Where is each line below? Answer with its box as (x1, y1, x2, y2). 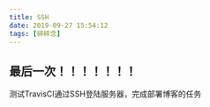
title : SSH (9, 12, 49, 22)
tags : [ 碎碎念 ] (9, 29, 62, 38)
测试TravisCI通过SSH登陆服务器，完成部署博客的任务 (9, 89, 202, 99)
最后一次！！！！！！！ (9, 63, 137, 79)
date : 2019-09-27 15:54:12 (9, 21, 109, 30)
